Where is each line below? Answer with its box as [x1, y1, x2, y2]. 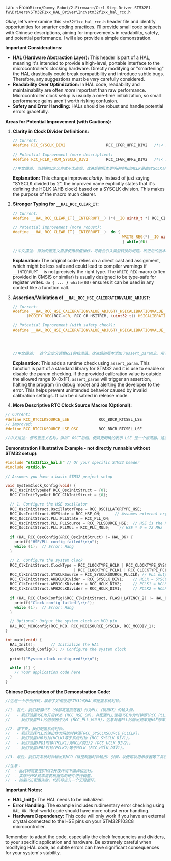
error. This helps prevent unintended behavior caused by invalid [12, 387, 147, 393]
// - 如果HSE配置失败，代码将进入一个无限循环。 [5, 778, 98, 783]
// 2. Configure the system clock [10, 558, 83, 563]
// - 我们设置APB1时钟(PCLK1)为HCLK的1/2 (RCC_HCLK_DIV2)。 [5, 740, 133, 746]
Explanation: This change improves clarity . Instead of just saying [12, 175, 150, 181]
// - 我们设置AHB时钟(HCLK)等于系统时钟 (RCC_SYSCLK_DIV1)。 [5, 736, 132, 741]
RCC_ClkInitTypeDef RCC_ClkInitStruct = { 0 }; [10, 493, 108, 498]
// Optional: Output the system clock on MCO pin [10, 619, 117, 624]
